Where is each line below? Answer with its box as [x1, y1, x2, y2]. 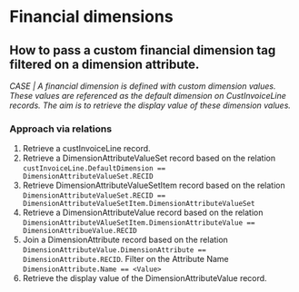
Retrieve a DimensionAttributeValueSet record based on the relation [22, 152, 275, 164]
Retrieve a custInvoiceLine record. [22, 143, 152, 154]
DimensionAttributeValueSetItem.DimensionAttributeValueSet [22, 200, 255, 209]
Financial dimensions [9, 6, 174, 27]
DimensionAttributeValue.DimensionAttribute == [22, 246, 206, 255]
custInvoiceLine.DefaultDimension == [22, 164, 166, 173]
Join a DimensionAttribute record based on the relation [22, 234, 229, 246]
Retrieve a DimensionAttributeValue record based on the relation [22, 207, 264, 219]
